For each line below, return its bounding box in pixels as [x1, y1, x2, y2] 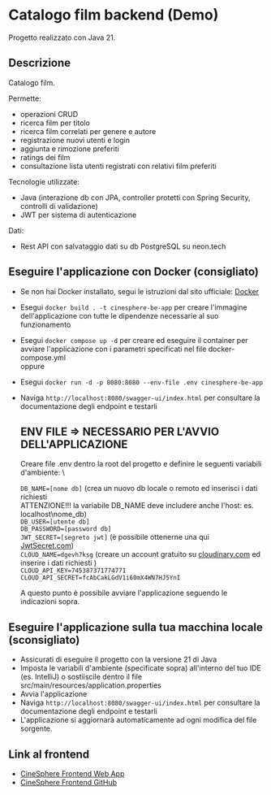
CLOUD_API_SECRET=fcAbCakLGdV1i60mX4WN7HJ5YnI [19, 574, 181, 582]
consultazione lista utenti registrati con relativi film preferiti [19, 161, 217, 171]
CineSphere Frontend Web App [19, 769, 125, 778]
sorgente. [19, 723, 53, 733]
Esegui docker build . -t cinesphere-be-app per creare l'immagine [19, 302, 247, 312]
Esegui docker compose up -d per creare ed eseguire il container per [19, 335, 249, 345]
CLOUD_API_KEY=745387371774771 [19, 567, 127, 575]
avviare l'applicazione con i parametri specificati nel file [19, 344, 207, 354]
